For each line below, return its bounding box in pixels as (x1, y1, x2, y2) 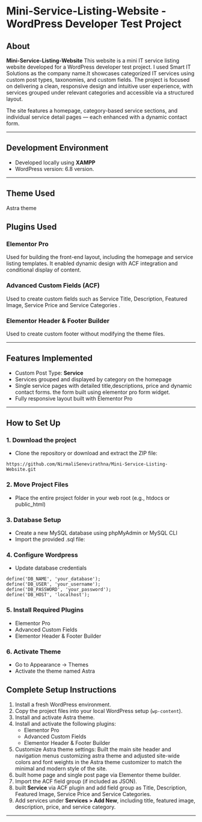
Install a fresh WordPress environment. (14, 700, 111, 708)
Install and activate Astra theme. (14, 714, 95, 721)
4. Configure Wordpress (6, 550, 78, 559)
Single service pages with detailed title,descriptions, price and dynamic (14, 382, 192, 389)
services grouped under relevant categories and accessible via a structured (6, 89, 194, 96)
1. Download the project (6, 436, 77, 444)
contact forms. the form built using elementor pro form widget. (14, 388, 170, 396)
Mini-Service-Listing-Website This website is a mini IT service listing (6, 57, 179, 64)
